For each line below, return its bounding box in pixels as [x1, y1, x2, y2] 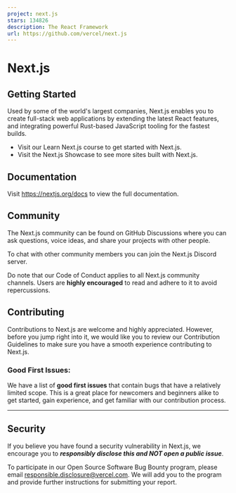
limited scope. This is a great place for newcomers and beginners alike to [7, 388, 219, 397]
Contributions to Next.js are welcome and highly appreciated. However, [7, 325, 214, 333]
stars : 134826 [7, 17, 49, 24]
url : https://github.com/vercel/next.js [7, 30, 128, 37]
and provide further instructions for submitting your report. [7, 478, 177, 486]
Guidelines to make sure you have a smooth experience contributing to [7, 339, 212, 349]
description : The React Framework [7, 23, 109, 30]
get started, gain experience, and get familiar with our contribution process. [7, 396, 226, 404]
